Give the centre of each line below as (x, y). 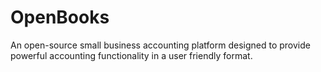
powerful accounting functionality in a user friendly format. (131, 55)
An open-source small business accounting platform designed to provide (160, 45)
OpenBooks (60, 17)
